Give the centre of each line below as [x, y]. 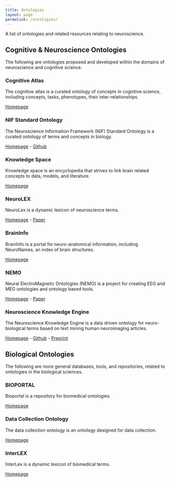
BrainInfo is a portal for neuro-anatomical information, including [72, 244]
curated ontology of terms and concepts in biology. [59, 136]
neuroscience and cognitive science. [44, 68]
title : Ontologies [25, 10]
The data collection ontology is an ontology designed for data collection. [81, 430]
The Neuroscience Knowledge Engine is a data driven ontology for [75, 323]
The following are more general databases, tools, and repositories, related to [85, 367]
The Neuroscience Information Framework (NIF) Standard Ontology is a [80, 131]
